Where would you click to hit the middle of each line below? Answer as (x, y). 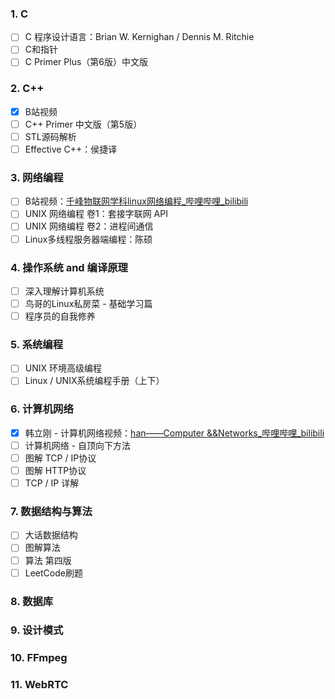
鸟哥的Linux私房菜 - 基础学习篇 (88, 303)
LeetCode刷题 (53, 573)
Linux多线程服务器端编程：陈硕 (88, 239)
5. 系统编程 (37, 344)
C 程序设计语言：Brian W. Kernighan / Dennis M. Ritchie (139, 37)
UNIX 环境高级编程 (63, 368)
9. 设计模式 (37, 630)
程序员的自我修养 (60, 316)
